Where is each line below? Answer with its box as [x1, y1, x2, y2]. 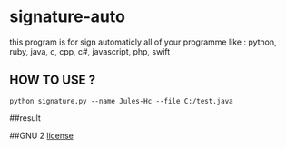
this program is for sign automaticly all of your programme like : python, [9, 36, 277, 47]
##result [9, 112, 41, 124]
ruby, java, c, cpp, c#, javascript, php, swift [9, 45, 171, 56]
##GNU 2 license [9, 130, 74, 141]
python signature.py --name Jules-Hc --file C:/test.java [9, 96, 233, 105]
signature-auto [9, 6, 125, 27]
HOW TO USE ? [9, 73, 96, 88]
